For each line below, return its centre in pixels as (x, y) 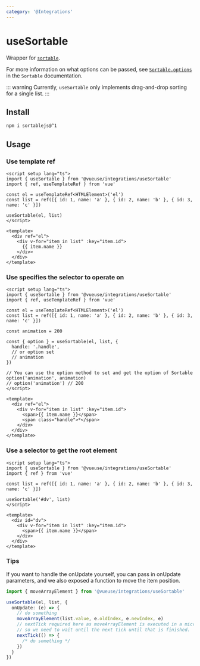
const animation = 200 (34, 331)
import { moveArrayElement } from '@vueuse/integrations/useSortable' (96, 591)
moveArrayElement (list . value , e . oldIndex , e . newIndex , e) (90, 619)
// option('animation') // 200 (45, 384)
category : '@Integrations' (40, 12)
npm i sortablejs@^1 (32, 126)
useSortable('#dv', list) (38, 499)
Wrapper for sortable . (33, 58)
